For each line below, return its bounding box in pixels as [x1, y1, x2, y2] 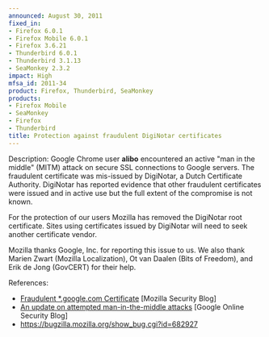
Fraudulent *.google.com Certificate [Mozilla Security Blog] [19, 293, 216, 303]
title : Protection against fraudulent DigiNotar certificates [8, 131, 222, 139]
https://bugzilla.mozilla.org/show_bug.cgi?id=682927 [19, 319, 198, 329]
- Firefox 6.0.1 [8, 27, 63, 35]
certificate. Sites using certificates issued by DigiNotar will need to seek [8, 221, 248, 231]
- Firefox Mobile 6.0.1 [8, 34, 89, 43]
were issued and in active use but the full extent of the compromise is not [8, 188, 253, 198]
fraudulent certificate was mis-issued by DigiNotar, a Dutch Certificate [8, 171, 243, 181]
